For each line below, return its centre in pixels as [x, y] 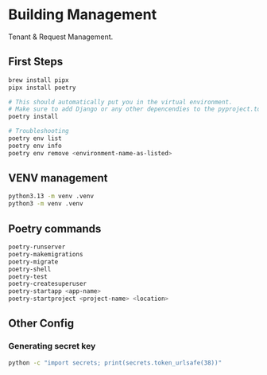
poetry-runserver [37, 247]
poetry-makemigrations [46, 254]
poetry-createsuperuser [48, 284]
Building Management [83, 15]
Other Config [41, 324]
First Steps [36, 62]
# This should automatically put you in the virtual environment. [120, 102]
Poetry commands [55, 229]
